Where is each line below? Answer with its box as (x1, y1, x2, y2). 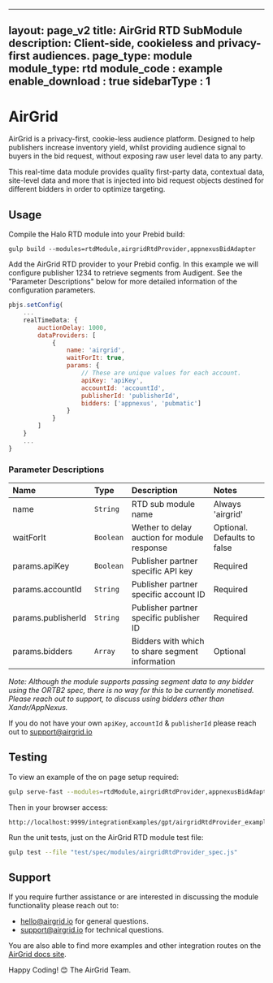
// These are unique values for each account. (80, 369, 242, 378)
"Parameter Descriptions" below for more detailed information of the (8, 277, 238, 287)
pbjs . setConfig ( (8, 301, 63, 310)
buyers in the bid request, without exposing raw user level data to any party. (8, 151, 263, 161)
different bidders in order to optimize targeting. (8, 184, 166, 194)
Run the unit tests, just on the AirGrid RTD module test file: (8, 832, 204, 842)
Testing (8, 751, 48, 764)
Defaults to (213, 531, 256, 543)
